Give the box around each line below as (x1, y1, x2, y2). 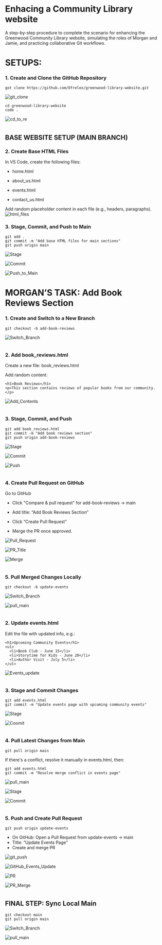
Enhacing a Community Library (5, 3, 133, 15)
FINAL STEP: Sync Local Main (5, 899, 97, 908)
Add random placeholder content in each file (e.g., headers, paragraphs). (5, 206, 152, 212)
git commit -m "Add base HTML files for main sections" (5, 239, 121, 244)
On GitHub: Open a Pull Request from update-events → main (12, 835, 134, 840)
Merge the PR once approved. (12, 528, 72, 534)
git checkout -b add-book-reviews (5, 326, 75, 331)
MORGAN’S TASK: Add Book (5, 287, 123, 298)
